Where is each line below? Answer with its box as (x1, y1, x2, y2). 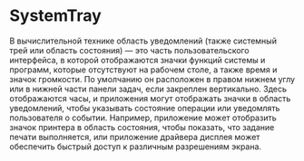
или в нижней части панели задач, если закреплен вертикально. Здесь (9, 83, 288, 94)
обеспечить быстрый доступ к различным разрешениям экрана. (9, 141, 261, 152)
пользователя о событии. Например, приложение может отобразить (9, 112, 277, 123)
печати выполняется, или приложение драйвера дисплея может (9, 131, 260, 142)
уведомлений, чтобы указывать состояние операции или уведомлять (9, 102, 280, 113)
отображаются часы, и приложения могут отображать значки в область (9, 92, 291, 104)
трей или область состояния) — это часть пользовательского (9, 44, 250, 55)
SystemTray (9, 5, 102, 26)
